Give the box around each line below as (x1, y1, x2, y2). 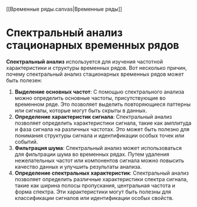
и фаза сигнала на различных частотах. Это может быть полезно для (14, 125, 190, 132)
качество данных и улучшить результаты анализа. (14, 163, 142, 170)
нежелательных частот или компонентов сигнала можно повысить (14, 156, 185, 164)
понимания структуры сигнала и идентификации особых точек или (14, 132, 185, 139)
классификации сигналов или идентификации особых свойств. (14, 194, 174, 201)
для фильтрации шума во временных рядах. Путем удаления (14, 151, 170, 158)
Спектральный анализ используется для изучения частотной (6, 58, 163, 65)
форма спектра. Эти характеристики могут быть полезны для (14, 188, 171, 195)
